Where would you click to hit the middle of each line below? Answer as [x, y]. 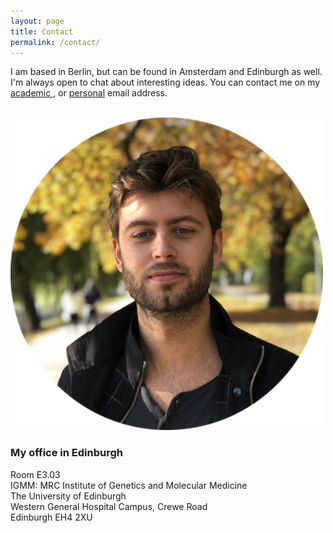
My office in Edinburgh [66, 453]
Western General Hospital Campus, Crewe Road [109, 506]
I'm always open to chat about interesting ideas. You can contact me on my [165, 82]
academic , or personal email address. [89, 93]
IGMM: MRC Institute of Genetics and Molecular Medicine [129, 485]
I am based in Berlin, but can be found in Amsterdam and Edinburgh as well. [166, 72]
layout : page [37, 21]
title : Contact [42, 31]
